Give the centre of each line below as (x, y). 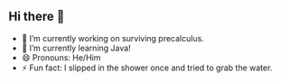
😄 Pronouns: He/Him (61, 57)
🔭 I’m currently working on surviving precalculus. (112, 38)
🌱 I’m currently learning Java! (76, 48)
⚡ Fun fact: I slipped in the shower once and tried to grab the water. (147, 68)
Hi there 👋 (37, 17)
